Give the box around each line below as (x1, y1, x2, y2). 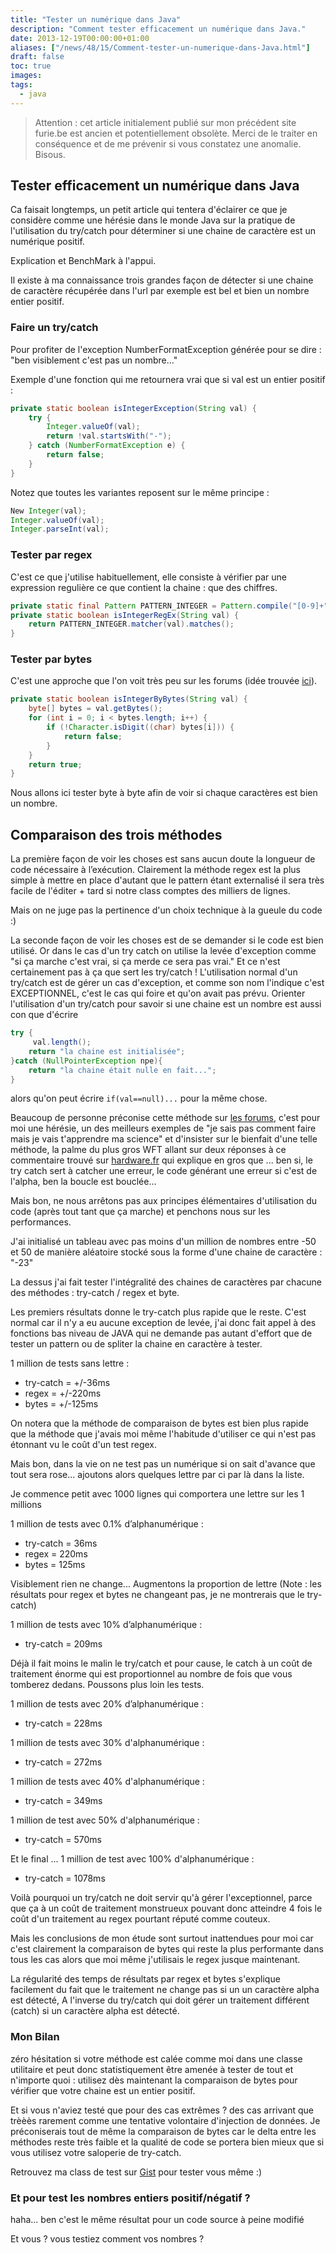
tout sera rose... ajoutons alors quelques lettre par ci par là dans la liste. (10, 1469, 305, 1481)
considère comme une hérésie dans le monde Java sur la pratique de (10, 214, 296, 226)
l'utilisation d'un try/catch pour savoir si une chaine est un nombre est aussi (10, 998, 322, 1010)
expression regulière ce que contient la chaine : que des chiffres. (10, 581, 278, 593)
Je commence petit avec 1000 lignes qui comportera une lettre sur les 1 (10, 1488, 305, 1500)
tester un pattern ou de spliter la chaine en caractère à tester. (10, 1338, 263, 1350)
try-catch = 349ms (24, 1795, 103, 1807)
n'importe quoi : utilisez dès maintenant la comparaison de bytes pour (10, 2074, 298, 2086)
